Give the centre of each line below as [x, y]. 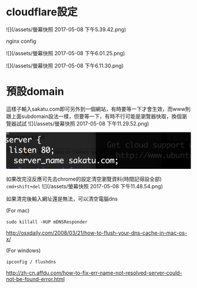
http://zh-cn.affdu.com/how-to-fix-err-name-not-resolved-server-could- [94, 273]
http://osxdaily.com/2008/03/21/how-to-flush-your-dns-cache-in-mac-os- [97, 233]
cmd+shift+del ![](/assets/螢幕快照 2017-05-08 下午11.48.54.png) [84, 187]
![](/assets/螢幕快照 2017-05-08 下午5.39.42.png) [66, 29]
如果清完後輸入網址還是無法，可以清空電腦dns [62, 199]
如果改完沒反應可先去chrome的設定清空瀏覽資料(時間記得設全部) [84, 179]
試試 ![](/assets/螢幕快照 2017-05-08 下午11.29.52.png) [83, 123]
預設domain [35, 92]
